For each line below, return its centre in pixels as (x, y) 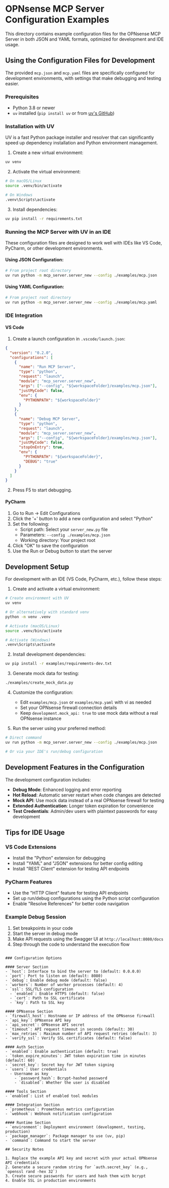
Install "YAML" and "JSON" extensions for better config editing (78, 863)
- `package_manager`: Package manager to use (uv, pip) (65, 1136)
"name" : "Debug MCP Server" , (49, 419)
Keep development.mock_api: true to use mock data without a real (89, 713)
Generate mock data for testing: (46, 674)
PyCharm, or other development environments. (54, 248)
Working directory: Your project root (58, 540)
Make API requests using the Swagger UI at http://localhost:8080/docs (88, 939)
